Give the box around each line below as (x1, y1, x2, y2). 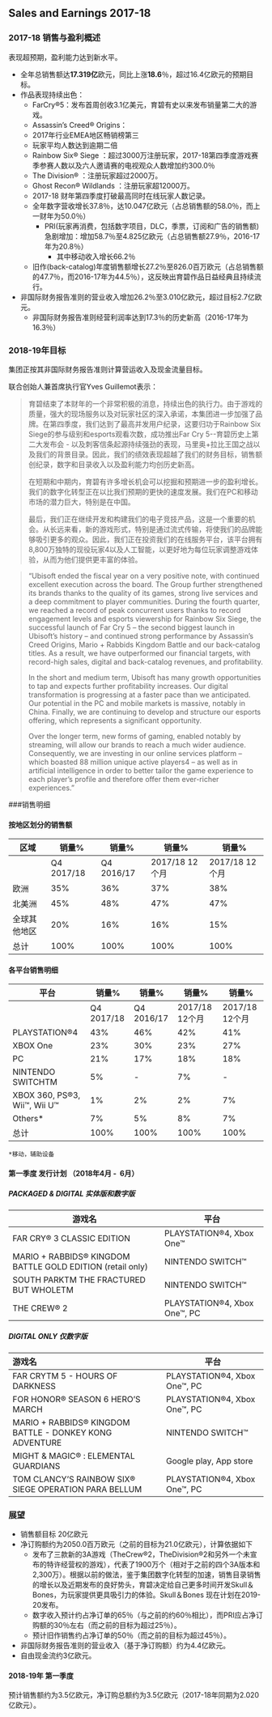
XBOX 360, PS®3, (12, 1090, 81, 1101)
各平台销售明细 (8, 965, 58, 975)
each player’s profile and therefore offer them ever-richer (28, 774, 219, 784)
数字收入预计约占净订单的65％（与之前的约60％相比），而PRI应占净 (32, 1610, 257, 1620)
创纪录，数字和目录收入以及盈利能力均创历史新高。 (28, 459, 199, 469)
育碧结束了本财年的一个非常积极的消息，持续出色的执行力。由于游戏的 (28, 398, 263, 408)
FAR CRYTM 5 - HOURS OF (12, 1370, 118, 1381)
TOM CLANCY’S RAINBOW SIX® (12, 1473, 136, 1485)
